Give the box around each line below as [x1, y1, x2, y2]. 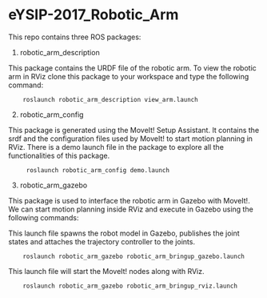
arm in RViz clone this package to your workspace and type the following [8, 71, 249, 81]
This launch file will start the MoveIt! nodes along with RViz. [8, 266, 205, 276]
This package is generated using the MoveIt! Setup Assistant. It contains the [8, 125, 260, 135]
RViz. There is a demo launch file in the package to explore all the [8, 142, 224, 151]
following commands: [8, 212, 79, 222]
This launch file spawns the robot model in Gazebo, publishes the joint [8, 228, 240, 238]
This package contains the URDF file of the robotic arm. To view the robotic [8, 62, 257, 73]
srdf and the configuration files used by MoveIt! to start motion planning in [8, 134, 253, 143]
